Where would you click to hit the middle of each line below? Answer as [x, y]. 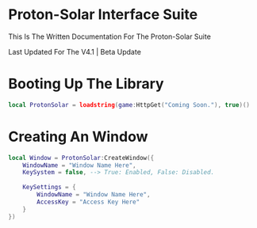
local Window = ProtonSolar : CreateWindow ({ [81, 158]
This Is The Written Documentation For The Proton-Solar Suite [110, 36]
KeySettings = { [50, 188]
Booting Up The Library [86, 84]
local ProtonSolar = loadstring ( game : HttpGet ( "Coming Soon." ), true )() [129, 104]
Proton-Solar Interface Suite [103, 15]
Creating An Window [78, 137]
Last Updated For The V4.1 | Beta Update [75, 51]
